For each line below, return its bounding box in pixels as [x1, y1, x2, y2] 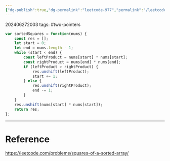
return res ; [14, 107, 39, 112]
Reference [5, 133, 50, 145]
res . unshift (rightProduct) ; [32, 83, 92, 88]
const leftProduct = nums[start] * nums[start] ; [23, 55, 128, 60]
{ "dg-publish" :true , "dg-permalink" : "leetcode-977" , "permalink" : [5, 7, 144, 13]
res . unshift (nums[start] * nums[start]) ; [14, 102, 103, 107]
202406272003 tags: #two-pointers [5, 21, 81, 27]
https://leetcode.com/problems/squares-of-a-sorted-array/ [5, 150, 129, 156]
